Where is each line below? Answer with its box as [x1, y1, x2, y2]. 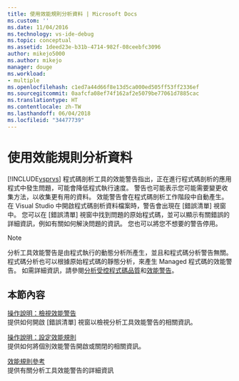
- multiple [7, 76, 40, 84]
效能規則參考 [7, 357, 45, 366]
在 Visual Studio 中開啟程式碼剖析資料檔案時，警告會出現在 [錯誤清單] [7, 201, 213, 210]
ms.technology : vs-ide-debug [7, 30, 94, 38]
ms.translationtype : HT [7, 97, 78, 104]
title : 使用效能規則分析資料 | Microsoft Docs [7, 10, 138, 18]
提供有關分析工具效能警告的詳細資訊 [7, 366, 114, 375]
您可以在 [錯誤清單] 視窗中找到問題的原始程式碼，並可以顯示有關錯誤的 [21, 210, 230, 218]
